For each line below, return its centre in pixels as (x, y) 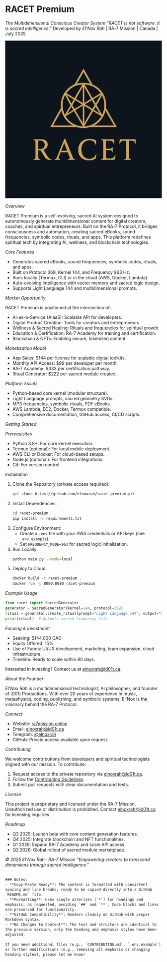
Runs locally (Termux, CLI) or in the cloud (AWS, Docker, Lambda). (80, 277)
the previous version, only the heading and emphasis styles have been (81, 930)
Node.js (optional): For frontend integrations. (58, 459)
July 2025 (15, 33)
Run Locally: (25, 549)
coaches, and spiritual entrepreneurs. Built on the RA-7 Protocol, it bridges (81, 226)
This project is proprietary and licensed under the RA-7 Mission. (71, 804)
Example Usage (21, 593)
